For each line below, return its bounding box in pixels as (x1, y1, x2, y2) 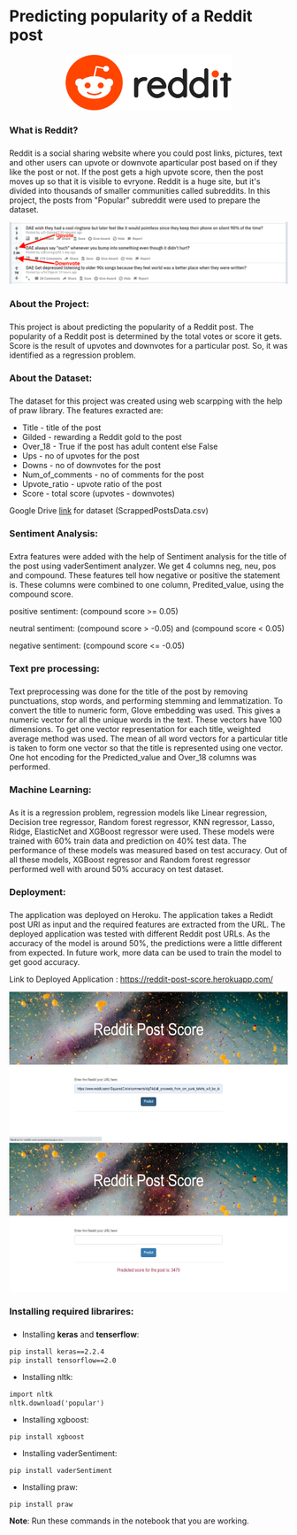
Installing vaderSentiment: (21, 1448, 118, 1459)
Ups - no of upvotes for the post (21, 451, 140, 461)
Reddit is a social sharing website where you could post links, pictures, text (9, 148, 283, 158)
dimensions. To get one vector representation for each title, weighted (9, 723, 262, 734)
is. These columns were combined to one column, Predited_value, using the (9, 580, 285, 590)
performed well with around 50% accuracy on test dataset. (9, 863, 224, 874)
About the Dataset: (9, 372, 93, 384)
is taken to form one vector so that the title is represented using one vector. (9, 742, 284, 753)
